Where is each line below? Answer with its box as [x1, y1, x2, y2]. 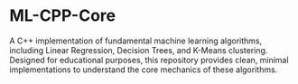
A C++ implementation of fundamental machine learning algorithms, [9, 35, 263, 46]
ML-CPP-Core [9, 5, 116, 26]
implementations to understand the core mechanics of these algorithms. [9, 64, 278, 75]
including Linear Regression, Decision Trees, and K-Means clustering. [9, 44, 268, 55]
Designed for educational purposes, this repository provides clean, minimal [9, 54, 289, 65]
